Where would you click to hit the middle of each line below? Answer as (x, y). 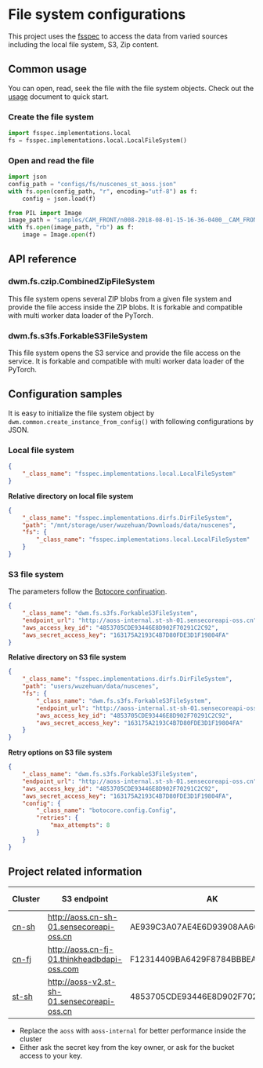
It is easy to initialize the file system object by (81, 413)
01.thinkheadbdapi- (85, 959)
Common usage (48, 69)
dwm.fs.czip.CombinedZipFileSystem (81, 282)
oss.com (63, 969)
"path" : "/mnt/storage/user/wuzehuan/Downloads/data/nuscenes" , (129, 525)
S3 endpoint (85, 898)
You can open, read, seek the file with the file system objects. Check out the (131, 88)
